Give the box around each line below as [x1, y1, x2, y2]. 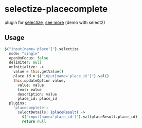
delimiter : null [9, 60, 42, 65]
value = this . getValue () [13, 69, 64, 74]
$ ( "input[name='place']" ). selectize [4, 46, 79, 52]
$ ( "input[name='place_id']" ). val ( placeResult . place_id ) [22, 114, 138, 119]
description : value [17, 91, 57, 97]
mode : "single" [9, 51, 40, 56]
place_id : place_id [17, 96, 57, 101]
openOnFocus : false [9, 55, 49, 60]
